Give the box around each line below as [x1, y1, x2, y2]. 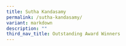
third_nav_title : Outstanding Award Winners [6, 31, 121, 37]
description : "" [6, 25, 47, 32]
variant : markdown [6, 20, 53, 26]
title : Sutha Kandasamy [6, 8, 67, 15]
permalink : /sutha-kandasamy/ [6, 14, 83, 20]
